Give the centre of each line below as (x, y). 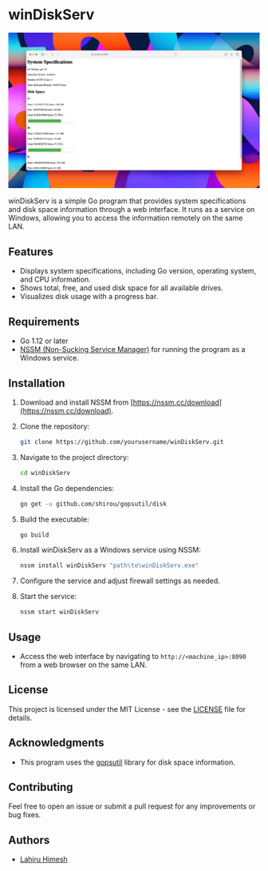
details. (20, 717)
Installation (37, 383)
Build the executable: (54, 519)
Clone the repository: (55, 426)
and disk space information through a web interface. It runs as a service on (132, 210)
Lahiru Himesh (43, 859)
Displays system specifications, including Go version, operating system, (138, 271)
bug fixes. (25, 815)
